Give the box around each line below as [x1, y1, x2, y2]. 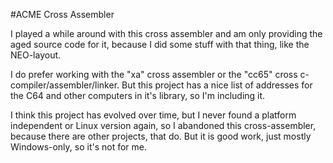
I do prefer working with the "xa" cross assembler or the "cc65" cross [10, 69, 298, 80]
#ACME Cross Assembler [10, 9, 115, 20]
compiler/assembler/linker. [10, 79, 120, 91]
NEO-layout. [10, 49, 62, 61]
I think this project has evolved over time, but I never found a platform [10, 109, 297, 121]
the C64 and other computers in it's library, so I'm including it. [10, 90, 266, 101]
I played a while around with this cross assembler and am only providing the [10, 28, 323, 39]
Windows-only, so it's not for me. [10, 141, 148, 153]
